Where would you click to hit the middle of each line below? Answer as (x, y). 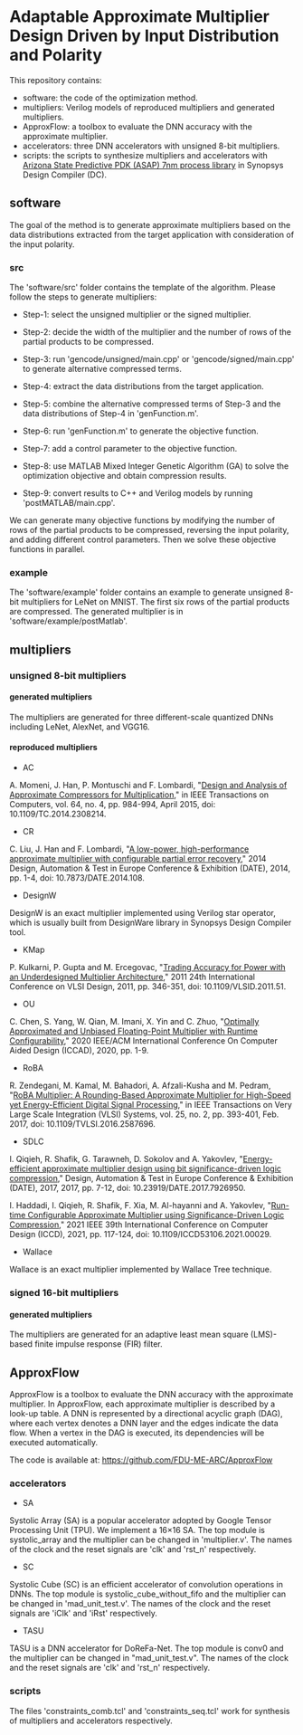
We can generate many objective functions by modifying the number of (142, 520)
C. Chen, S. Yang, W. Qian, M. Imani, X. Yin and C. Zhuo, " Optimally (134, 1022)
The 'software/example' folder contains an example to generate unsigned (146, 592)
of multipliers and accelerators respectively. (91, 1721)
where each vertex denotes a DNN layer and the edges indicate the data (144, 1423)
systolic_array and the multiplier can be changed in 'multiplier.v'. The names (151, 1540)
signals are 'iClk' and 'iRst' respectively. (84, 1614)
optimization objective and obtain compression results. (124, 476)
